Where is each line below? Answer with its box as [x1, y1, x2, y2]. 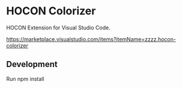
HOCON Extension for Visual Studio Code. [6, 24, 111, 31]
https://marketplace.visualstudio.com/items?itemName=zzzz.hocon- [6, 35, 176, 43]
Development [6, 59, 58, 69]
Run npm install [6, 75, 44, 82]
